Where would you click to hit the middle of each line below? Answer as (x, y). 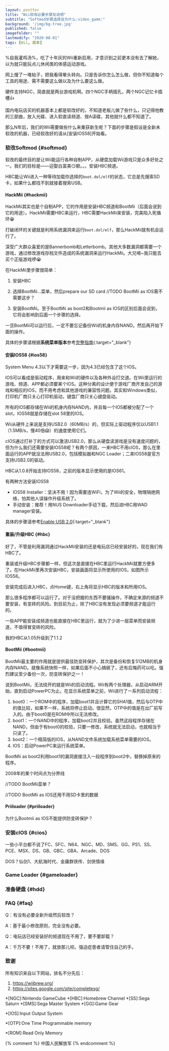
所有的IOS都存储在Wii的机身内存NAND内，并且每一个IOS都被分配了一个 (80, 407)
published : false (23, 29)
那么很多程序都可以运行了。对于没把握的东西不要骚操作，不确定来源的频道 (82, 597)
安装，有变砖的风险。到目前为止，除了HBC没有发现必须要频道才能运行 (82, 604)
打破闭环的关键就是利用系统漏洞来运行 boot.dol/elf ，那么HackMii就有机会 (82, 230)
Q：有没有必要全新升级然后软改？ (40, 915)
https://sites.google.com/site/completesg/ (56, 988)
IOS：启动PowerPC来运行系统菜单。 (50, 745)
